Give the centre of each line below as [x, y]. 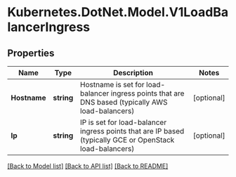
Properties [31, 53]
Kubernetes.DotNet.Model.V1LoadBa [118, 12]
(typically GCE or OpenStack [127, 140]
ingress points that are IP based [132, 131]
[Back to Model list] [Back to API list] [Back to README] [88, 166]
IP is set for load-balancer [123, 122]
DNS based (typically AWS [124, 102]
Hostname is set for [112, 85]
